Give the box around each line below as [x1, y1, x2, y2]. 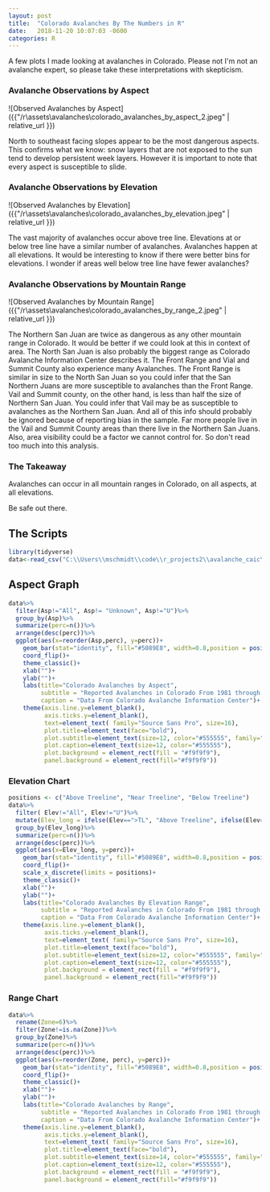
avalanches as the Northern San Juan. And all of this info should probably [8, 407, 252, 416]
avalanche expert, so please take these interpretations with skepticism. [8, 65, 243, 75]
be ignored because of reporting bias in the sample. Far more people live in [8, 416, 257, 425]
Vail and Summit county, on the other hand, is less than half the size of [8, 390, 242, 399]
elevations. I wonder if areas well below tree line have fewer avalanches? [8, 259, 249, 268]
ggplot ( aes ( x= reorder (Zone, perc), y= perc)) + [15, 1056, 171, 1064]
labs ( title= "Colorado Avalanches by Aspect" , [22, 681, 178, 689]
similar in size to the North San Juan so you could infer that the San [8, 372, 231, 383]
